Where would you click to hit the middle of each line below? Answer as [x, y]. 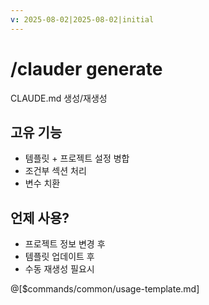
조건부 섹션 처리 [55, 171]
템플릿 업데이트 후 [59, 257]
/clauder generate [86, 68]
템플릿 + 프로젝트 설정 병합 [77, 158]
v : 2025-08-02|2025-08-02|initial [82, 19]
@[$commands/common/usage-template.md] [105, 289]
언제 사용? [40, 217]
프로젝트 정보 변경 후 [65, 244]
